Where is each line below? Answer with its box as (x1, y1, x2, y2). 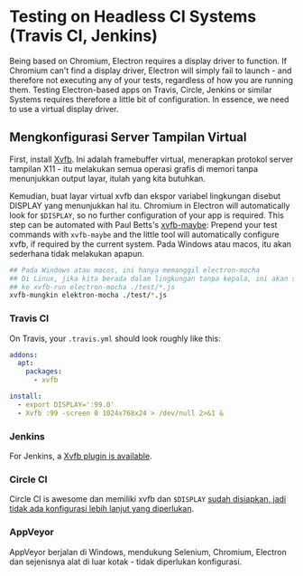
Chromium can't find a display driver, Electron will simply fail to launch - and (9, 65, 292, 76)
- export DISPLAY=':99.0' (17, 400, 115, 409)
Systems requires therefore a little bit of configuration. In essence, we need (9, 93, 289, 105)
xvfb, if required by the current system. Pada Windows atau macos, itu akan (9, 238, 291, 250)
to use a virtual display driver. (9, 103, 119, 114)
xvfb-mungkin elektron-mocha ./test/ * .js (9, 291, 168, 300)
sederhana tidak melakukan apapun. (9, 248, 144, 259)
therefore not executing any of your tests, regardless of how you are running (9, 74, 294, 85)
